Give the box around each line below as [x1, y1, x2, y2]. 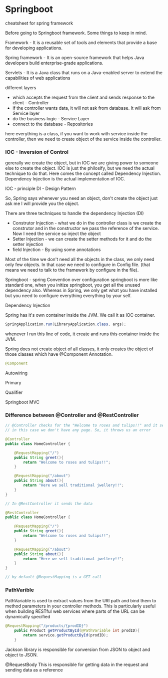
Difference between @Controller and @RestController [5, 411, 139, 418]
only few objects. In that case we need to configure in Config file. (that [5, 262, 150, 268]
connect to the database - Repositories [12, 121, 93, 127]
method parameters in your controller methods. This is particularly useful [5, 603, 156, 609]
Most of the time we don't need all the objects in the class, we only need [5, 257, 154, 263]
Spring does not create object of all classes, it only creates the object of [5, 346, 153, 352]
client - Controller [12, 99, 49, 106]
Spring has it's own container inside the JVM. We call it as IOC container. [5, 312, 155, 318]
